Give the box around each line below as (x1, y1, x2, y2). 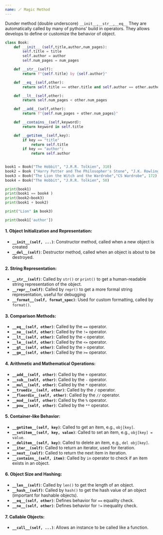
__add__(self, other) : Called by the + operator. (12, 371, 108, 377)
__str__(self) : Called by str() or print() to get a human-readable (12, 276, 147, 282)
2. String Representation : (5, 265, 57, 271)
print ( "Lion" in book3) (5, 209, 53, 214)
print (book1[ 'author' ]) (5, 218, 53, 222)
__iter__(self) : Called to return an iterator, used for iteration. (12, 444, 135, 451)
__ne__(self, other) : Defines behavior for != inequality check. (12, 503, 138, 508)
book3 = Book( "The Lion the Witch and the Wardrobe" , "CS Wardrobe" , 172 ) (5, 173, 158, 178)
